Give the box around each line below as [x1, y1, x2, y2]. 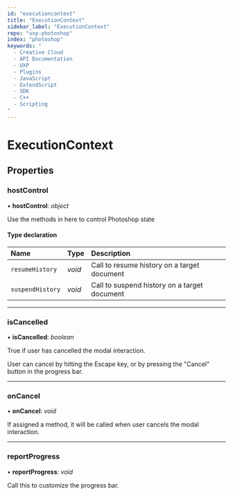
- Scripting [13, 101, 49, 108]
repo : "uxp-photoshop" [7, 29, 73, 37]
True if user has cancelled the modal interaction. [7, 346, 146, 355]
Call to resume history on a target [91, 260, 200, 270]
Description [91, 248, 130, 258]
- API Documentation [13, 56, 73, 63]
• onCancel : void [7, 407, 57, 415]
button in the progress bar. [7, 367, 83, 376]
